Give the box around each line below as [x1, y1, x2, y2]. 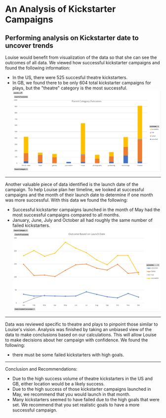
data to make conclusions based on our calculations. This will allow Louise [5, 332, 157, 337]
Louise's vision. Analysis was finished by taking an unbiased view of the [5, 326, 152, 332]
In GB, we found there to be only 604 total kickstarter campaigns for [12, 80, 152, 85]
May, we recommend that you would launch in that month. [12, 391, 131, 397]
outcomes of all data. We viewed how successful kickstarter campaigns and [5, 60, 160, 65]
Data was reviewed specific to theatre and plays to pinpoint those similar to [5, 321, 158, 327]
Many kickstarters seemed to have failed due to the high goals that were [12, 396, 160, 402]
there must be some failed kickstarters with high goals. [12, 352, 124, 358]
